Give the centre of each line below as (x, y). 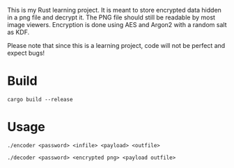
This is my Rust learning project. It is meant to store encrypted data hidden (114, 10)
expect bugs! (26, 53)
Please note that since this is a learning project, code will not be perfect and (116, 45)
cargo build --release (40, 99)
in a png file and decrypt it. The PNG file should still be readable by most (111, 17)
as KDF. (18, 32)
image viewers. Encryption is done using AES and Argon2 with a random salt (117, 25)
